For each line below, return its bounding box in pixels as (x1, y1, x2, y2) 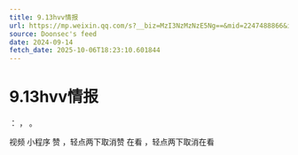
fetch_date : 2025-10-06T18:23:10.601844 (9, 46, 161, 55)
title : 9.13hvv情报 (9, 12, 79, 22)
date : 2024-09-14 (9, 37, 74, 47)
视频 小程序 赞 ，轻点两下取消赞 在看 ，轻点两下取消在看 (9, 136, 215, 147)
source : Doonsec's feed (9, 29, 98, 38)
